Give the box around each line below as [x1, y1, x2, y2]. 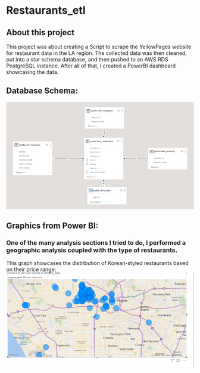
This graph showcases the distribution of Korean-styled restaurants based [6, 260, 189, 267]
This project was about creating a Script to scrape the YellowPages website [6, 43, 192, 50]
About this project [6, 27, 75, 38]
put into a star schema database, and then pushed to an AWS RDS [6, 56, 168, 63]
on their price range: [6, 266, 57, 273]
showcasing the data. [6, 69, 59, 75]
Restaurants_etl [6, 4, 86, 17]
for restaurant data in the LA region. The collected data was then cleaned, [6, 50, 187, 57]
